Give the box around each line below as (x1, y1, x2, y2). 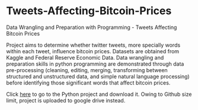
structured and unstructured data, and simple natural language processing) (6, 73, 190, 80)
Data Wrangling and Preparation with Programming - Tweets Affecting (6, 24, 177, 31)
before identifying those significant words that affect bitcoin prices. (6, 79, 171, 86)
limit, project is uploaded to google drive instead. (6, 96, 126, 104)
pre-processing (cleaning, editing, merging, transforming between (6, 66, 168, 73)
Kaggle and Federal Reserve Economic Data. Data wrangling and (6, 54, 164, 61)
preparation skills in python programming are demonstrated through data (6, 60, 184, 67)
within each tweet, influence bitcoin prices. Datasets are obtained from (6, 47, 180, 54)
